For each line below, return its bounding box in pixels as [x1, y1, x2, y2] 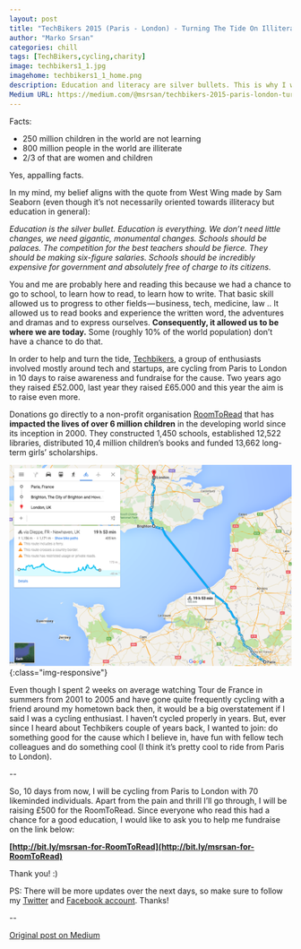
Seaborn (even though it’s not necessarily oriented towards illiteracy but [9, 196, 275, 207]
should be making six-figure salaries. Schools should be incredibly [9, 252, 256, 263]
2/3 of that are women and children [21, 152, 153, 163]
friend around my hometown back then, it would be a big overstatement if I [9, 703, 285, 714]
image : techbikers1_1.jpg [9, 62, 106, 71]
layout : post [9, 14, 58, 23]
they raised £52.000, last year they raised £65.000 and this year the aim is [9, 382, 284, 393]
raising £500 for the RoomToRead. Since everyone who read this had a [9, 805, 271, 815]
